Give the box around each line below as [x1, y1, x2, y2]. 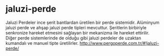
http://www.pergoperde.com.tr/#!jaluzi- [79, 40, 160, 46]
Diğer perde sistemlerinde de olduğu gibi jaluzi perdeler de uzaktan [5, 35, 141, 41]
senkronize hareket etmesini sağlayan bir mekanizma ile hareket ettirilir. [5, 30, 150, 36]
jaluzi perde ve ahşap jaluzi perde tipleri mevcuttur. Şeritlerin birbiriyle [5, 24, 146, 30]
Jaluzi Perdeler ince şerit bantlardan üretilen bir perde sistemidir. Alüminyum [5, 19, 160, 25]
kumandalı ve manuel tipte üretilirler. [5, 40, 79, 46]
